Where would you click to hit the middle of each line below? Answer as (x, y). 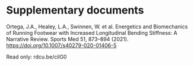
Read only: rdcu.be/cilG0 (36, 57)
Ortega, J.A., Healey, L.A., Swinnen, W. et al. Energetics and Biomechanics (97, 27)
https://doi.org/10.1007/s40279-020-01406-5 (61, 45)
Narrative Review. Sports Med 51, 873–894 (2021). (67, 39)
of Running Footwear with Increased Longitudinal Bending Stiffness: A (92, 32)
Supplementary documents (75, 10)
